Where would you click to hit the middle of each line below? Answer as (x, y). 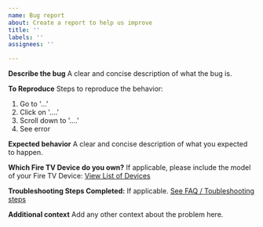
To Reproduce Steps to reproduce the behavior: (86, 89)
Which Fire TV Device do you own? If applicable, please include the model (130, 168)
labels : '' (26, 37)
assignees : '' (31, 45)
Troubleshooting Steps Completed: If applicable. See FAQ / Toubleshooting (131, 191)
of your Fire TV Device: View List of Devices (79, 176)
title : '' (24, 30)
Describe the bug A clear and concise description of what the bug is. (120, 74)
